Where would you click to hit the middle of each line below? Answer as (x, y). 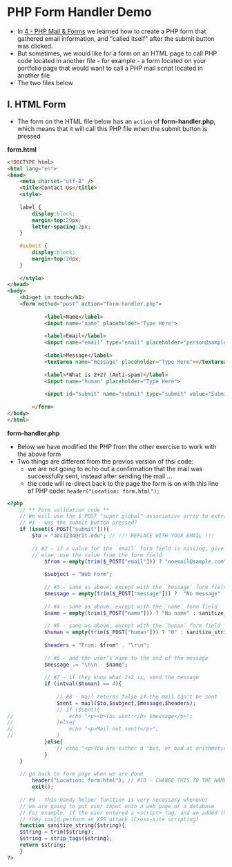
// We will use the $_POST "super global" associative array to (114, 516)
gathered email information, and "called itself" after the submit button (116, 38)
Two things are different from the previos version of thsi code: (105, 461)
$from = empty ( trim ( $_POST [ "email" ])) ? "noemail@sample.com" (135, 561)
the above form (39, 454)
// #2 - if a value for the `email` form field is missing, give (128, 548)
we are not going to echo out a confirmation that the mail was (115, 468)
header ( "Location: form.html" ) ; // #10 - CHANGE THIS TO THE (122, 780)
